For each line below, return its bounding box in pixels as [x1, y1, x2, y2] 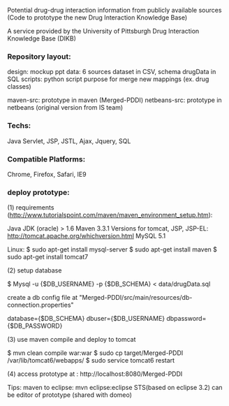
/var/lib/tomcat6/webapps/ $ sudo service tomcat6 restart [7, 356, 175, 365]
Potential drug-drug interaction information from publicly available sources [7, 6, 222, 14]
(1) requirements [7, 203, 54, 212]
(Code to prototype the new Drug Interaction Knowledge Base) [7, 13, 188, 22]
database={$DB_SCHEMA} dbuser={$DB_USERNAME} [7, 314, 165, 323]
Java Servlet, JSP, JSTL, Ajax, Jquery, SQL [7, 136, 131, 145]
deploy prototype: [7, 187, 70, 197]
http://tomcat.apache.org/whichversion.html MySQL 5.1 [7, 232, 166, 240]
